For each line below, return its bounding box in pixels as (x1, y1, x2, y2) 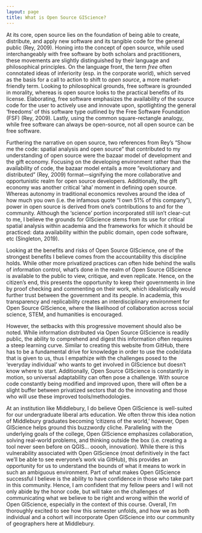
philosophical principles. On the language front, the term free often (6, 63, 172, 70)
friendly (6, 82, 26, 89)
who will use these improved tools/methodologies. (6, 393, 131, 400)
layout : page (6, 8, 39, 15)
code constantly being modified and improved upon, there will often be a (6, 380, 187, 387)
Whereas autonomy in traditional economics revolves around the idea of (6, 190, 185, 197)
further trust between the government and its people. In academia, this (6, 291, 182, 298)
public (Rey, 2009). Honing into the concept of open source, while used (6, 43, 184, 51)
